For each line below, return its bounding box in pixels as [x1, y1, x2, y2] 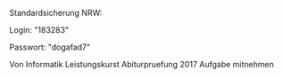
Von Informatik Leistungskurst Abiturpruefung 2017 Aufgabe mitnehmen [9, 59, 274, 69]
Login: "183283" [9, 25, 70, 35]
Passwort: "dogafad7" [9, 42, 91, 52]
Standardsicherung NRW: [9, 8, 103, 18]
